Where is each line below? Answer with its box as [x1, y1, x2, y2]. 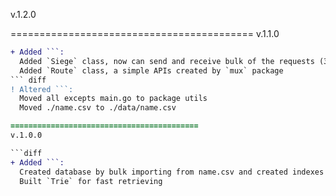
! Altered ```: [10, 84, 74, 94]
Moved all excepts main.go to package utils [19, 94, 208, 104]
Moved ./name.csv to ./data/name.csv [19, 103, 177, 113]
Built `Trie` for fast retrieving [19, 176, 163, 186]
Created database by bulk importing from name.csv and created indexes [19, 167, 325, 177]
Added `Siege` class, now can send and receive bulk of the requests [19, 56, 315, 66]
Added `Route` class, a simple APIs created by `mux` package [19, 65, 284, 76]
